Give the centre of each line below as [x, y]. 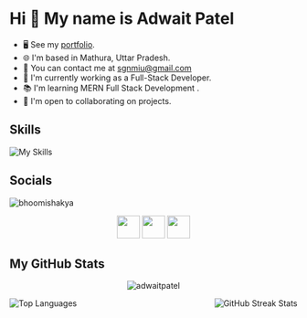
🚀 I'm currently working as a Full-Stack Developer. [117, 78]
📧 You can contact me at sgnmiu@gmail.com [107, 68]
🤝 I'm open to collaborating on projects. [97, 101]
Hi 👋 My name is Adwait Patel [122, 19]
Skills [25, 130]
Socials [31, 180]
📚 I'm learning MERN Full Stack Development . [111, 88]
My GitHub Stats [57, 264]
